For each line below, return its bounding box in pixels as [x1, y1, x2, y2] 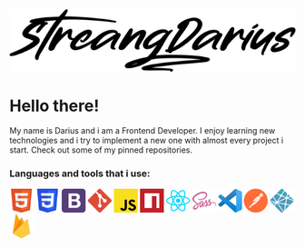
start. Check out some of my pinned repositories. [9, 144, 193, 155]
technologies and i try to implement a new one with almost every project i [9, 135, 284, 146]
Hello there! [9, 95, 100, 116]
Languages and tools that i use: [9, 167, 151, 180]
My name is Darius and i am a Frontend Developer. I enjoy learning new [9, 125, 276, 136]
